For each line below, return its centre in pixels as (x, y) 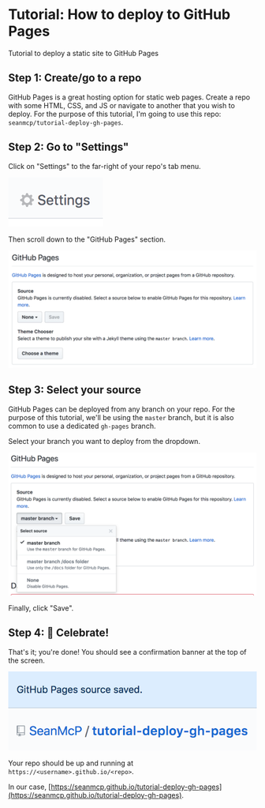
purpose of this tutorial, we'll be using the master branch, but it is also (121, 417)
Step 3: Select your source (75, 390)
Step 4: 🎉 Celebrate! (58, 633)
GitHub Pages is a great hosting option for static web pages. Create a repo (129, 97)
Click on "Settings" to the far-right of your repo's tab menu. (105, 166)
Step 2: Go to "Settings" (69, 147)
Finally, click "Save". (41, 608)
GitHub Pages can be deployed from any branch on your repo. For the (121, 409)
